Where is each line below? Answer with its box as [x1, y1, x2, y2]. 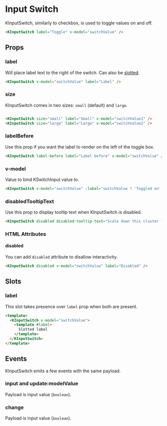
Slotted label [18, 327, 48, 332]
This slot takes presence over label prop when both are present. [5, 303, 138, 309]
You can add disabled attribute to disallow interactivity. [5, 254, 118, 260]
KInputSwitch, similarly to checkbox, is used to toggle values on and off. [5, 20, 153, 26]
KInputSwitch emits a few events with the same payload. [5, 368, 121, 374]
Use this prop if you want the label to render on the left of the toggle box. [5, 144, 155, 150]
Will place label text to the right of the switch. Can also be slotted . [5, 70, 140, 76]
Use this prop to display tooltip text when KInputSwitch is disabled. [5, 209, 142, 215]
